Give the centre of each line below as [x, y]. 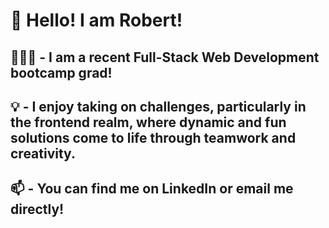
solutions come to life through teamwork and [153, 137]
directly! [37, 209]
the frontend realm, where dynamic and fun [148, 122]
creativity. [43, 153]
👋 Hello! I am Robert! [96, 20]
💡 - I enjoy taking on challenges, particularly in [158, 106]
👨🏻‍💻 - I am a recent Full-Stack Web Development [165, 57]
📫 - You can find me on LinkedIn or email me [152, 189]
